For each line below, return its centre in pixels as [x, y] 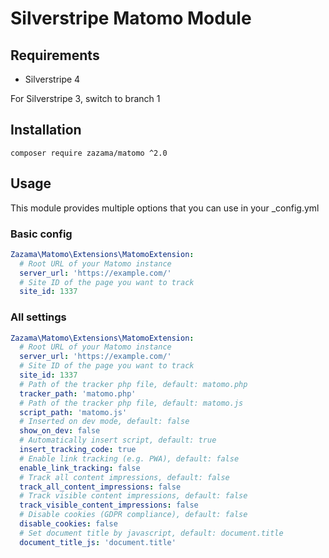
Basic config [41, 234]
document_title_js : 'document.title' [98, 542]
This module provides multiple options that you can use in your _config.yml [165, 208]
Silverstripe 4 [52, 79]
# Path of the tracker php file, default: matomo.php [133, 384]
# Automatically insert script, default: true [118, 440]
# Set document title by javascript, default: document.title [151, 533]
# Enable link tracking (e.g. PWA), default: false [129, 458]
